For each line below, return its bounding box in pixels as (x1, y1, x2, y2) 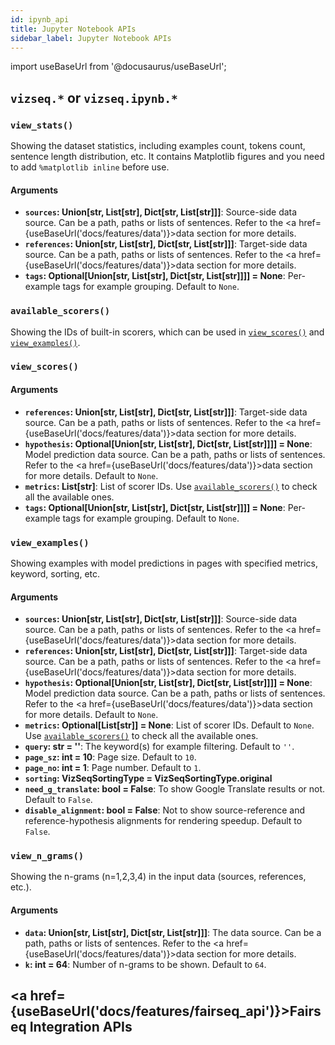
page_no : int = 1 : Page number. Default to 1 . (24, 762, 202, 774)
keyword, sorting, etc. (10, 567, 101, 580)
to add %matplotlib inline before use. (10, 161, 170, 173)
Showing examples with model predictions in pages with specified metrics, (10, 557, 319, 569)
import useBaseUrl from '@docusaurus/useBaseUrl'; (10, 61, 227, 73)
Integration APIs (29, 1019, 133, 1036)
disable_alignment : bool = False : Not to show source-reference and (24, 804, 306, 816)
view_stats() (10, 119, 74, 131)
